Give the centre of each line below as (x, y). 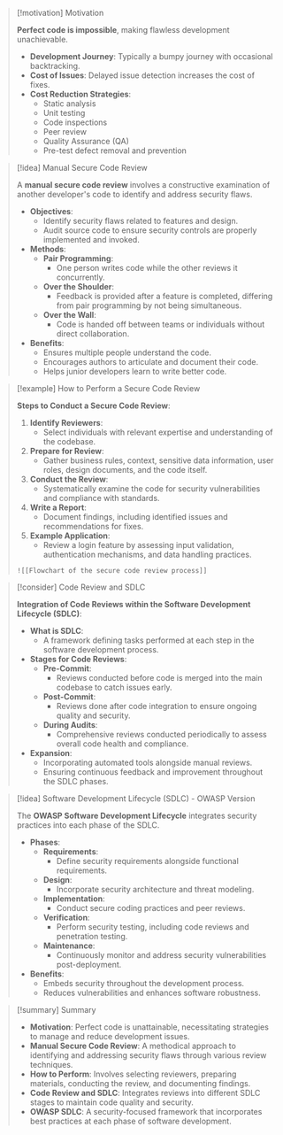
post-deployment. (89, 965)
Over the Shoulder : (79, 286)
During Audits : (70, 725)
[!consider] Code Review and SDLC (81, 587)
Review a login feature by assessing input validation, (138, 545)
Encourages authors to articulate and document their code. (150, 362)
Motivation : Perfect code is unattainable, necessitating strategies (149, 1027)
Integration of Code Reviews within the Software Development (134, 604)
